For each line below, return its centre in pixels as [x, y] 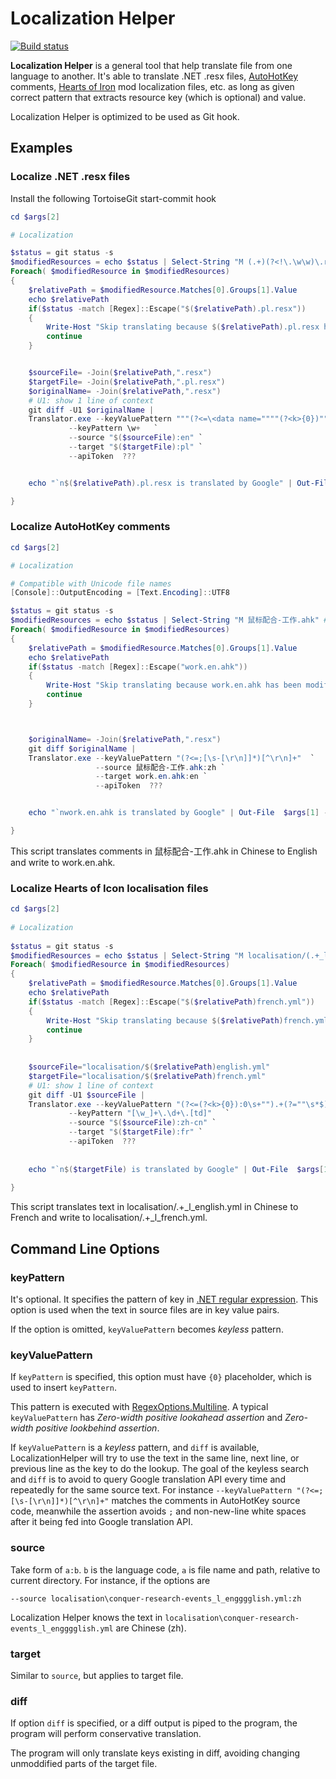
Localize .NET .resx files [70, 177]
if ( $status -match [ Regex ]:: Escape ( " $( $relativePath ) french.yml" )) [171, 1002]
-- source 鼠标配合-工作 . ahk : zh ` [160, 767]
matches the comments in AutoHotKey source [206, 1501]
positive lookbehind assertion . [97, 1428]
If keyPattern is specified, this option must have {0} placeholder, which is [161, 1377]
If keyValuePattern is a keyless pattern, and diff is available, [135, 1448]
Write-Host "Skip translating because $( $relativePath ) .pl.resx [183, 327]
